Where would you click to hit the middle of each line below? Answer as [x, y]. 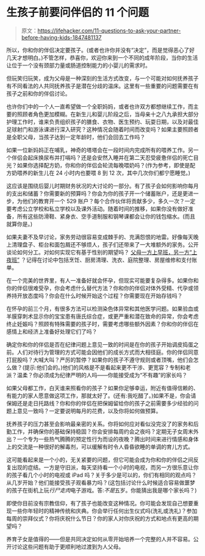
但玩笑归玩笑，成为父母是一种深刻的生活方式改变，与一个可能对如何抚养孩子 [103, 78]
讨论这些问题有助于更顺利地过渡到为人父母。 [67, 546]
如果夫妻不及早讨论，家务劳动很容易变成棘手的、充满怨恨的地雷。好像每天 [100, 237]
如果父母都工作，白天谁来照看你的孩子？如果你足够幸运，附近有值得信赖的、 [103, 388]
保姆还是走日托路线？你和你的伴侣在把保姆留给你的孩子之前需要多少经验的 [100, 403]
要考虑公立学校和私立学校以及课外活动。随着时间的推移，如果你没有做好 [97, 209]
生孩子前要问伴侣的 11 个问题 [78, 13]
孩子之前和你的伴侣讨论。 [38, 93]
